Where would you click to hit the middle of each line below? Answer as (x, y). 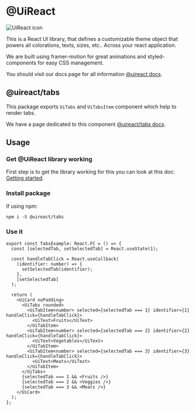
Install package (28, 193)
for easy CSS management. (71, 63)
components (21, 63)
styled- (156, 56)
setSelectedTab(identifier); (57, 269)
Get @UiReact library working (49, 159)
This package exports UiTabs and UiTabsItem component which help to (91, 107)
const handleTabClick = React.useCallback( (65, 259)
